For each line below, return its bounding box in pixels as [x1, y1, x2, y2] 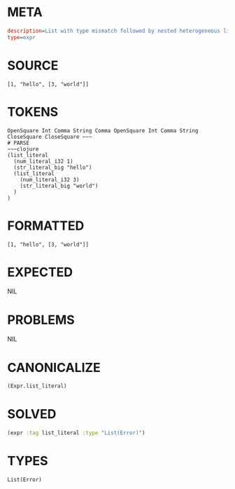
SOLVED [7, 406, 57, 422]
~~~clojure [7, 145, 39, 153]
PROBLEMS [7, 312, 75, 328]
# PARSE [7, 139, 30, 146]
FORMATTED [7, 218, 85, 233]
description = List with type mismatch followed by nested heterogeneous [7, 27, 220, 34]
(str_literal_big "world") [20, 182, 99, 189]
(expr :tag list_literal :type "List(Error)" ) [7, 429, 145, 436]
